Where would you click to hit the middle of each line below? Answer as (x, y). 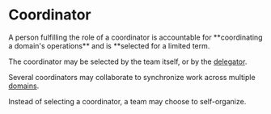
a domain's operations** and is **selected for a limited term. (109, 45)
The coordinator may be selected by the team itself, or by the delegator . (128, 61)
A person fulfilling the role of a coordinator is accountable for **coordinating (135, 37)
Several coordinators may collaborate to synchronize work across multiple (132, 77)
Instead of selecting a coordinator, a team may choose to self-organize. (127, 101)
